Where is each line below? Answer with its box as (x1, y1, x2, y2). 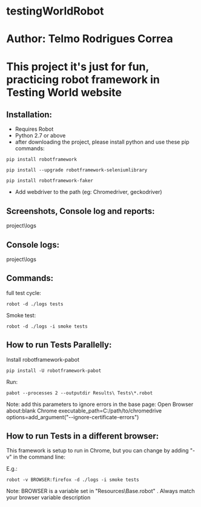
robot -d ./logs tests (6, 301, 64, 307)
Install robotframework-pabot (6, 356, 80, 363)
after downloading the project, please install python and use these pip (15, 138, 189, 146)
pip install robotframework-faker (6, 177, 94, 184)
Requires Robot (15, 125, 54, 133)
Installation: (6, 109, 53, 119)
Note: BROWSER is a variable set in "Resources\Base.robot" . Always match (6, 488, 195, 495)
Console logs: (6, 239, 59, 250)
